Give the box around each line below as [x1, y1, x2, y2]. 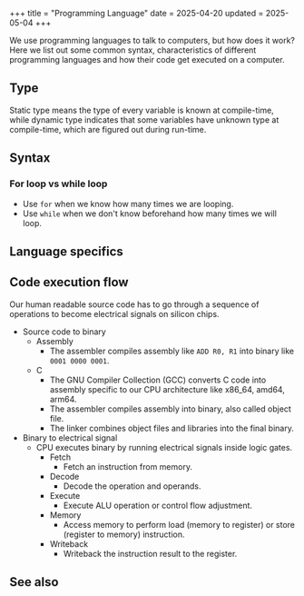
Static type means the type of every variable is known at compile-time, [9, 104, 274, 115]
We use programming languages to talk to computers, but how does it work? [9, 35, 296, 45]
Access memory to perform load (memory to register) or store [63, 519, 296, 530]
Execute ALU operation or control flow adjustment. [63, 500, 252, 511]
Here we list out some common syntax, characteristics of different [9, 45, 257, 55]
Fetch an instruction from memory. [63, 461, 193, 472]
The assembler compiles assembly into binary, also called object [49, 403, 292, 414]
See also [9, 574, 59, 590]
